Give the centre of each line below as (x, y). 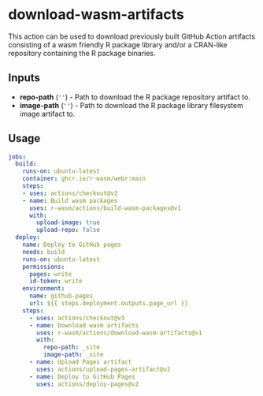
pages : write (50, 274)
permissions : (44, 267)
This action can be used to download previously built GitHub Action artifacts (132, 36)
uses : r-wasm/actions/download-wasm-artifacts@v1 (119, 333)
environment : (44, 289)
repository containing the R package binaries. (82, 53)
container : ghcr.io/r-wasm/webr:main (84, 179)
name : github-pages (61, 296)
